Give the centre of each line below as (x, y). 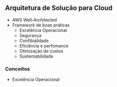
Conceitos (18, 69)
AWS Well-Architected (34, 20)
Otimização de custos (41, 51)
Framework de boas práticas (41, 25)
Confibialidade (34, 41)
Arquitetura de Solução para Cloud (59, 8)
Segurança (30, 35)
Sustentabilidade (36, 56)
